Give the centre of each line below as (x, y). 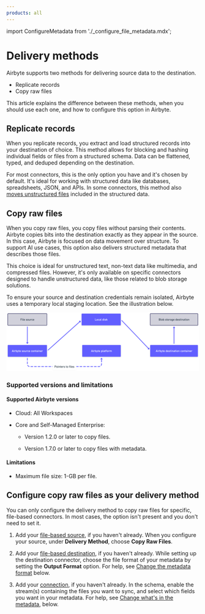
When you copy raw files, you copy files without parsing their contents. (96, 228)
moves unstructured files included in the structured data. (78, 194)
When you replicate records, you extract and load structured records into (99, 143)
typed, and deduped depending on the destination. (70, 163)
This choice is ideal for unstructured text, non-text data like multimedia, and (102, 266)
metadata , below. (37, 604)
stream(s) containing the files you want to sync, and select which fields (105, 591)
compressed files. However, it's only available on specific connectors (94, 273)
